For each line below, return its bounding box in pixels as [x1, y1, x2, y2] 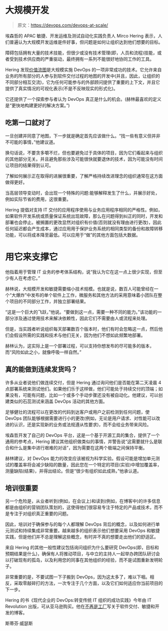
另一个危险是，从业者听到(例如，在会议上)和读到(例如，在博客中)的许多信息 [5, 498, 161, 504]
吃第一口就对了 [5, 118, 51, 127]
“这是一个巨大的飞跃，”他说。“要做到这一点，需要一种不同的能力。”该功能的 [5, 309, 157, 315]
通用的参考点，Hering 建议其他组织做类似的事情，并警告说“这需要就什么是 [5, 438, 158, 444]
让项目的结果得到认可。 [5, 162, 53, 168]
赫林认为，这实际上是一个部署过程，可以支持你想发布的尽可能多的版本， [5, 343, 154, 349]
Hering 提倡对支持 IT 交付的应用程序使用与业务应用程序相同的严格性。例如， [5, 207, 162, 213]
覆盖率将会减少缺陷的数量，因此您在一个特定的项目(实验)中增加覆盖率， [13, 461, 162, 467]
